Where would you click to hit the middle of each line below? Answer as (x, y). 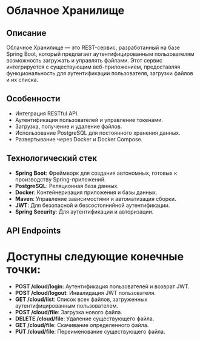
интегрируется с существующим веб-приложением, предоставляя (93, 67)
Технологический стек (52, 158)
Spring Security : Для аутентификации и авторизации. (84, 211)
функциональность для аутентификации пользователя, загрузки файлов (100, 73)
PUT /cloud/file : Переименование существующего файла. (90, 331)
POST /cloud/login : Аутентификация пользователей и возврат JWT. (102, 286)
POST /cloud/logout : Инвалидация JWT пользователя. (85, 292)
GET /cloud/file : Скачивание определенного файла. (82, 325)
